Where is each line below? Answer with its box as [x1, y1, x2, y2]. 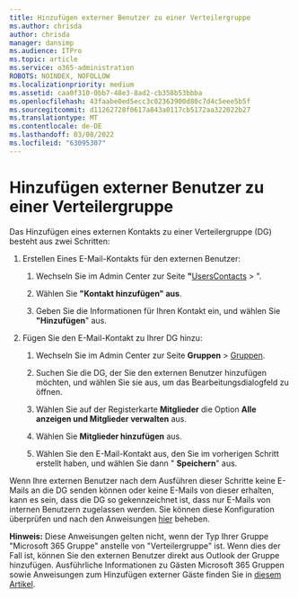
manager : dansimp [9, 38, 74, 48]
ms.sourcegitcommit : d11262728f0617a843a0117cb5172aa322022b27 [9, 105, 251, 114]
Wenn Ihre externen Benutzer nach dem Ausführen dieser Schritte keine [9, 475, 276, 486]
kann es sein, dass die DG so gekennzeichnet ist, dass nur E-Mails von [9, 494, 271, 504]
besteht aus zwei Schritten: [9, 236, 110, 246]
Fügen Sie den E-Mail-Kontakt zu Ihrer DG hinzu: [22, 332, 203, 343]
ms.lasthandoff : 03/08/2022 [9, 130, 115, 139]
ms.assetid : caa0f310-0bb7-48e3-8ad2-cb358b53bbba [9, 88, 203, 97]
